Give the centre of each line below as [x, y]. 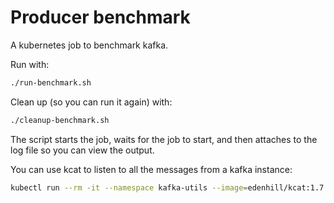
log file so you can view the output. [82, 150]
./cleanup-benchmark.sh [60, 120]
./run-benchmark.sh [51, 82]
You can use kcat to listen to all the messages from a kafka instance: [151, 169]
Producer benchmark [100, 17]
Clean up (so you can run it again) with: [91, 102]
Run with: [30, 64]
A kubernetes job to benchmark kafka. [89, 45]
